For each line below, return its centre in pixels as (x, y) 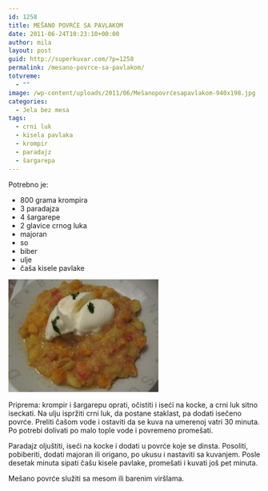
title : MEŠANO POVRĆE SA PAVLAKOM (66, 25)
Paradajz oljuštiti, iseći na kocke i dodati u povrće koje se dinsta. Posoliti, (128, 445)
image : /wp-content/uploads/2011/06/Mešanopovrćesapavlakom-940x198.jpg (132, 93)
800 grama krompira (54, 199)
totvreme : (25, 76)
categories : (28, 101)
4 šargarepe (40, 217)
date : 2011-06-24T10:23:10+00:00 (64, 34)
